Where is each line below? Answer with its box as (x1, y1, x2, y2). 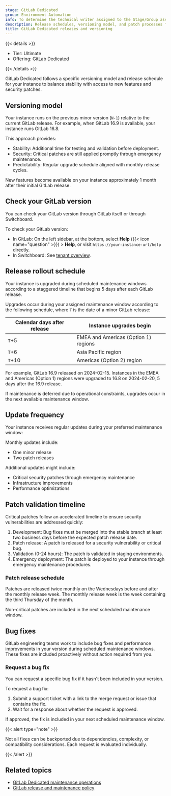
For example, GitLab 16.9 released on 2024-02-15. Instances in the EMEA (5, 369, 159, 376)
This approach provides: (5, 135, 56, 141)
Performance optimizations (12, 485, 70, 491)
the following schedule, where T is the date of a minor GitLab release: (5, 307, 151, 313)
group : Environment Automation (5, 12, 72, 17)
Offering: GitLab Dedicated (12, 56, 69, 62)
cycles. (12, 167, 28, 173)
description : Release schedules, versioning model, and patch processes (5, 21, 163, 27)
